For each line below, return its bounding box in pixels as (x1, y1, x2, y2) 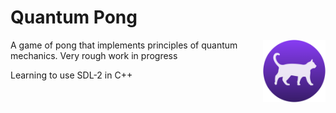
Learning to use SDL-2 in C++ (10, 69, 133, 81)
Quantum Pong (10, 6, 138, 29)
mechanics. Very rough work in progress (10, 49, 178, 61)
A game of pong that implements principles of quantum (10, 39, 238, 51)
